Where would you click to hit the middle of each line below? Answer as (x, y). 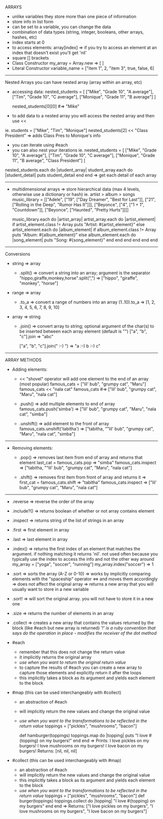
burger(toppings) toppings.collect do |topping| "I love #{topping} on (87, 801)
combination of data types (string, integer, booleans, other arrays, (78, 32)
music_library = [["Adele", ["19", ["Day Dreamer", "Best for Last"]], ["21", (84, 200)
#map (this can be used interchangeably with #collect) (67, 692)
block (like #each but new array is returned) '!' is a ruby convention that (84, 628)
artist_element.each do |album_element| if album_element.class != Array (84, 229)
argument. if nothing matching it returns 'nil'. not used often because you (85, 554)
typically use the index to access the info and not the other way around (83, 559)
